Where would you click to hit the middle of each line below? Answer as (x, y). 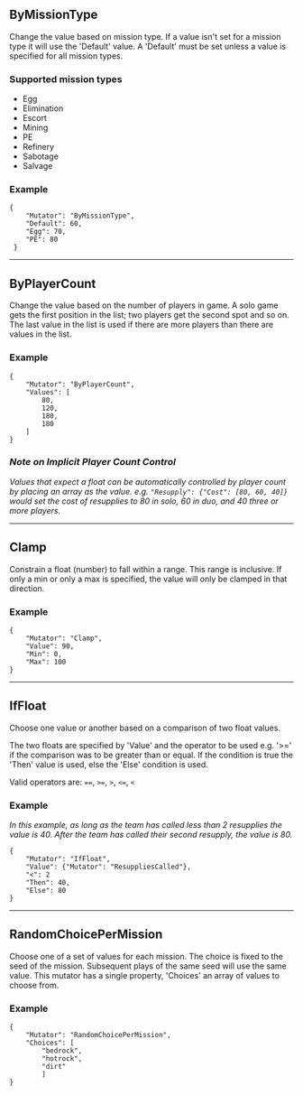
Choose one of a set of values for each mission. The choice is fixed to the (147, 956)
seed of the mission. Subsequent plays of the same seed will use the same (148, 966)
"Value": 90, (50, 646)
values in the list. (41, 334)
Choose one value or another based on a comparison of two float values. (145, 728)
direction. (27, 588)
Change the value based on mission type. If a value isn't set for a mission (145, 36)
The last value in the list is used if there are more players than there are (141, 325)
